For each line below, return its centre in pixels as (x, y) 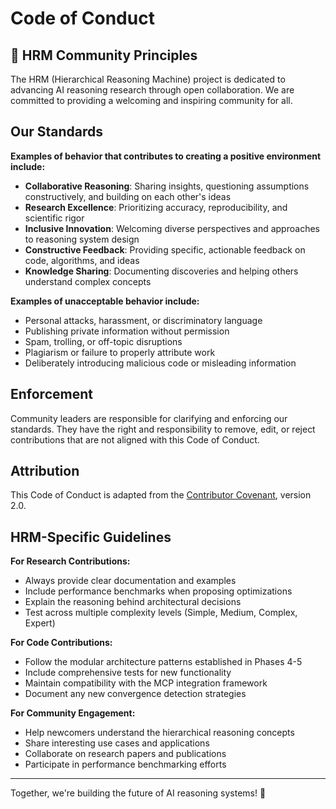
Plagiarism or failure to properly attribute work (120, 352)
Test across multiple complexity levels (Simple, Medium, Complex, (161, 613)
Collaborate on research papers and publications (125, 754)
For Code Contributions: (61, 643)
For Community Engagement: (73, 713)
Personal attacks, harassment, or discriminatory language (143, 320)
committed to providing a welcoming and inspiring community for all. (151, 100)
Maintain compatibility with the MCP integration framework (146, 683)
